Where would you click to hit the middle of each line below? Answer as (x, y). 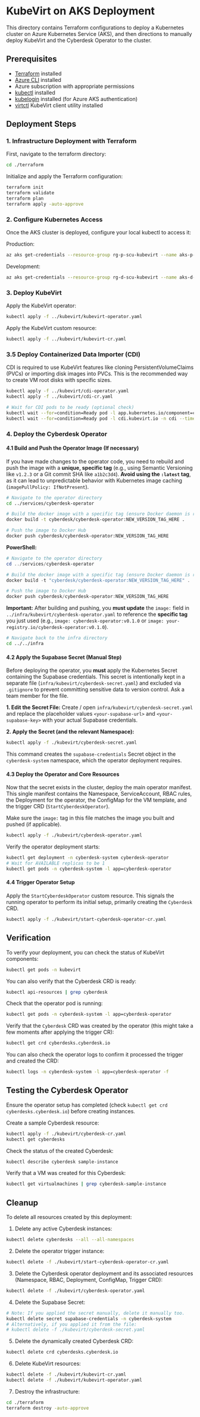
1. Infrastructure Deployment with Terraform (71, 141)
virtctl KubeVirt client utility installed (59, 105)
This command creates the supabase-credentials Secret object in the (91, 754)
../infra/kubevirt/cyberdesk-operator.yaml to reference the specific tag (97, 615)
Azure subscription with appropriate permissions (75, 86)
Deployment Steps (41, 124)
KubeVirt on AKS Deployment (81, 11)
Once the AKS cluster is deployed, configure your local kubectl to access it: (99, 233)
